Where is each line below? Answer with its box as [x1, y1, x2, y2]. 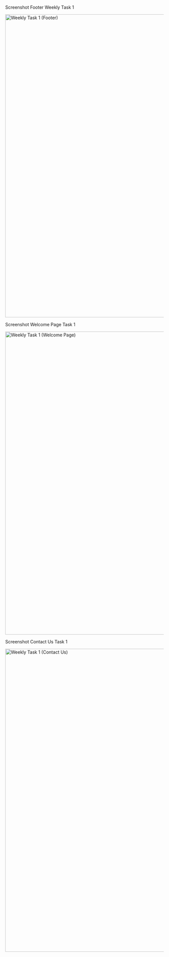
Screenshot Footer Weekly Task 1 [5, 5, 74, 10]
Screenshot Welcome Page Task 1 [5, 322, 75, 327]
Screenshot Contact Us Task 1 [5, 639, 68, 644]
